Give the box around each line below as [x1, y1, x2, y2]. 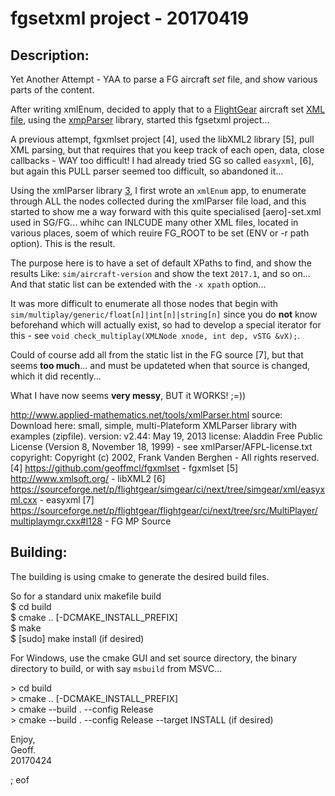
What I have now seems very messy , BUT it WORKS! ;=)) [10, 390, 247, 401]
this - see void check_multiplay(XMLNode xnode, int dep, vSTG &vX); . [10, 330, 301, 341]
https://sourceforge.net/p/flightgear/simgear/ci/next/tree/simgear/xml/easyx [10, 483, 326, 495]
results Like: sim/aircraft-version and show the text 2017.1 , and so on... [10, 268, 311, 279]
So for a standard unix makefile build [10, 590, 162, 602]
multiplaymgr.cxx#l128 [10, 515, 103, 527]
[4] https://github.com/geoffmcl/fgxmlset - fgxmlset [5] [10, 462, 239, 474]
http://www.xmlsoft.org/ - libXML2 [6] [10, 473, 166, 484]
